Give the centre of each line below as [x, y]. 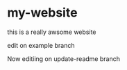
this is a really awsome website [52, 32]
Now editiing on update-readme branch [63, 59]
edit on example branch [41, 45]
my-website [42, 13]
